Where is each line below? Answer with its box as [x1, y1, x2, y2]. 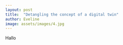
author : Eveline [5, 16, 39, 21]
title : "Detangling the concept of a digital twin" [5, 12, 119, 17]
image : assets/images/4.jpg [5, 21, 65, 26]
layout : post [5, 7, 33, 12]
